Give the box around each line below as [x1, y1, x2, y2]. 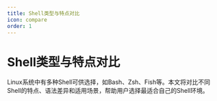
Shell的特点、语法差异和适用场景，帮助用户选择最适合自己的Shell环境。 [7, 87, 209, 95]
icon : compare [7, 16, 48, 23]
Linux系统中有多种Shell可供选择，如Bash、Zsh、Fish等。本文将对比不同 [7, 78, 211, 86]
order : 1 [7, 23, 32, 29]
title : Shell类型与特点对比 [7, 10, 80, 17]
